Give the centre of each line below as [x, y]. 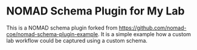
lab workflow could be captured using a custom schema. [77, 40]
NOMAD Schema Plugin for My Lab [95, 11]
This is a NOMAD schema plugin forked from [62, 28]
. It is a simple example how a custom [144, 34]
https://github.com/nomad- [153, 28]
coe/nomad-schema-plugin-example [52, 34]
